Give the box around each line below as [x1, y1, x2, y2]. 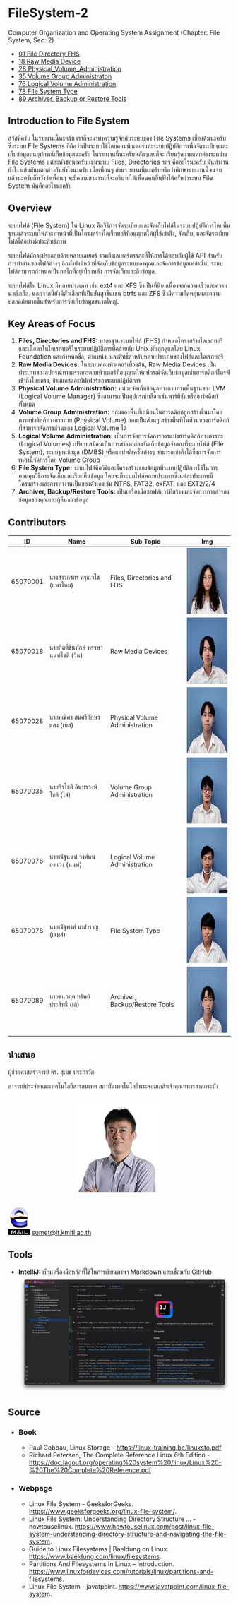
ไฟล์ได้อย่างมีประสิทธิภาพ [8, 237, 66, 245]
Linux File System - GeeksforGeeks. [28, 1499, 133, 1508]
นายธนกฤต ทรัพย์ [49, 992, 90, 1001]
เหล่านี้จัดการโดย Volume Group [18, 455, 101, 464]
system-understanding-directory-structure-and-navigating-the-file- [28, 1529, 227, 1538]
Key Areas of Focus [8, 318, 96, 330]
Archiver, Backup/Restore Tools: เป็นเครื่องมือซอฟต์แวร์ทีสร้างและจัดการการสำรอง [18, 487, 230, 496]
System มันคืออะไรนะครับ [8, 181, 73, 190]
